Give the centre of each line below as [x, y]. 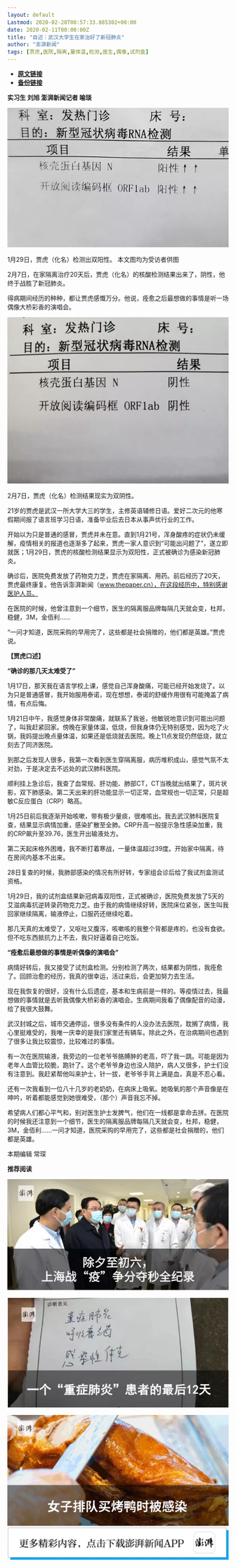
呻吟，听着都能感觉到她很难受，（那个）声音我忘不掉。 [86, 1097]
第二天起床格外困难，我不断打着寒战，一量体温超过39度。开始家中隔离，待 [116, 848]
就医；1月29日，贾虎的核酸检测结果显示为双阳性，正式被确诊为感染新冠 [111, 552]
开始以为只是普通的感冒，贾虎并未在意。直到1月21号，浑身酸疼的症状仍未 [113, 534]
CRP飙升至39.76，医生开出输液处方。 [68, 833]
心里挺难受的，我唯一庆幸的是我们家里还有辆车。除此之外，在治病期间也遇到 [118, 1032]
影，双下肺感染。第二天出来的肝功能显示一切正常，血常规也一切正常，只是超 [118, 792]
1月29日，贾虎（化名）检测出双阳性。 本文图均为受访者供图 [93, 259]
